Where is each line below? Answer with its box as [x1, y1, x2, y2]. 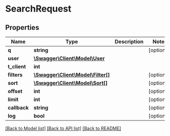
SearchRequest [5, 3, 72, 15]
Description [114, 38, 144, 45]
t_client [8, 63, 26, 70]
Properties [5, 23, 39, 32]
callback [8, 104, 29, 111]
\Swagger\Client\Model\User [33, 55, 105, 62]
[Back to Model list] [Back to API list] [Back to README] [5, 125, 121, 131]
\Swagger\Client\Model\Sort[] [33, 79, 108, 86]
